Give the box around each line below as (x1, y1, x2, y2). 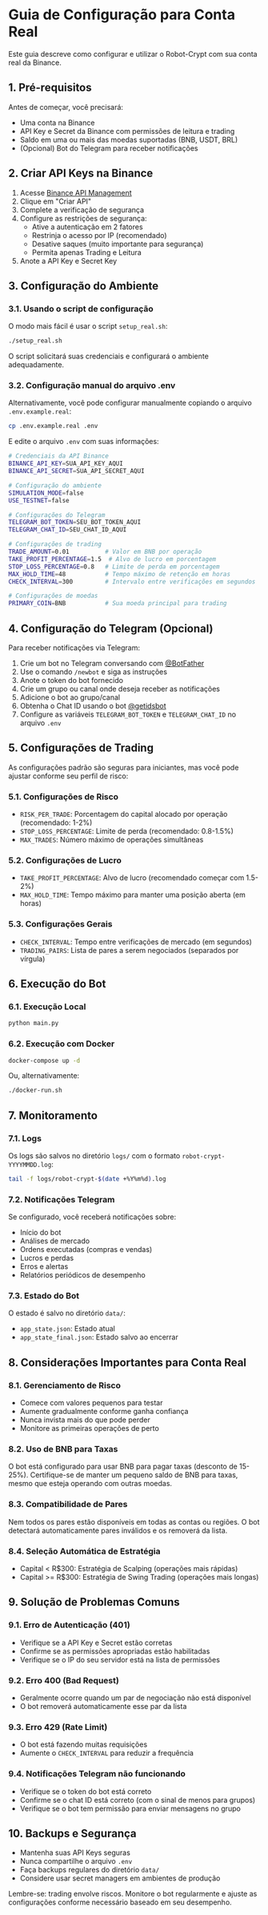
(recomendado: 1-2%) (19, 818, 93, 827)
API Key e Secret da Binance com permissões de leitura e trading (19, 126, 235, 135)
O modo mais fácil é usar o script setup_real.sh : (8, 321, 168, 331)
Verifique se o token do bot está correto (19, 1786, 152, 1796)
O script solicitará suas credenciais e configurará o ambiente (8, 351, 210, 362)
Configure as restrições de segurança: (19, 213, 147, 223)
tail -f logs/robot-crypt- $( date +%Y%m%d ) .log (8, 1174, 166, 1183)
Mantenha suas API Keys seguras (19, 1848, 130, 1857)
